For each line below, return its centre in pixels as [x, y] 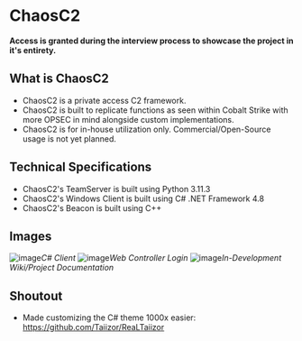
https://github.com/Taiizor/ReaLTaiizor [93, 327]
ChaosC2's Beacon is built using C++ [92, 207]
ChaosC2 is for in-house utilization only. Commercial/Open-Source [146, 129]
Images [31, 236]
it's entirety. [33, 50]
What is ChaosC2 [59, 79]
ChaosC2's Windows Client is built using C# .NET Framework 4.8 [143, 198]
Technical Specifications [81, 167]
